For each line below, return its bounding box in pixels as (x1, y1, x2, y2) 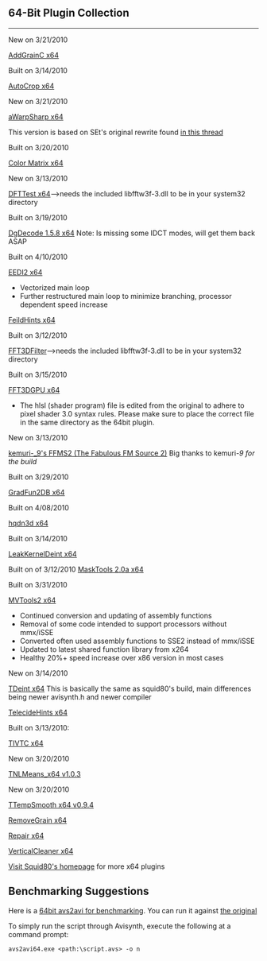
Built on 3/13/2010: (8, 723, 70, 732)
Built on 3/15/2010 (8, 370, 68, 379)
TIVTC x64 (8, 738, 44, 748)
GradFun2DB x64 (8, 487, 65, 497)
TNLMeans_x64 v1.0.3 (8, 769, 81, 778)
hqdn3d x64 (8, 518, 49, 528)
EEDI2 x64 (8, 267, 43, 277)
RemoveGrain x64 (8, 815, 68, 825)
